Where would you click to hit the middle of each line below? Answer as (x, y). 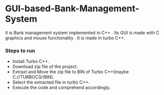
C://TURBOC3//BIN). (33, 77)
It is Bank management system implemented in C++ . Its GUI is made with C (82, 32)
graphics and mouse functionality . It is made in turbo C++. (65, 38)
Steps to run (20, 51)
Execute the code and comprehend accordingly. (61, 88)
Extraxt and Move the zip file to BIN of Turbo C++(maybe (70, 72)
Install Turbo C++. (31, 62)
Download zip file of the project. (45, 66)
